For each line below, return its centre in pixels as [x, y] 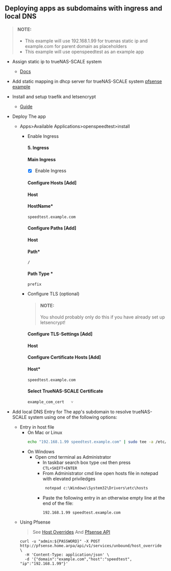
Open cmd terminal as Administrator [73, 457]
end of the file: [58, 503]
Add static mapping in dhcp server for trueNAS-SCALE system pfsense [87, 81]
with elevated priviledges [69, 479]
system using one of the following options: [72, 417]
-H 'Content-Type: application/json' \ [67, 555]
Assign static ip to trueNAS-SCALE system [57, 61]
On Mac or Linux [45, 432]
